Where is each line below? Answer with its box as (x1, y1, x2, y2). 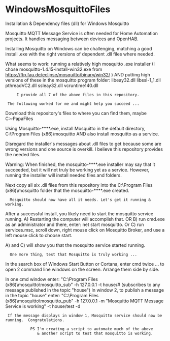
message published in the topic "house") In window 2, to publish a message (5, 287, 164, 293)
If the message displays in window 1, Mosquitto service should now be (7, 313, 162, 318)
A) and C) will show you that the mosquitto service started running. (5, 242, 146, 248)
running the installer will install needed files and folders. (5, 172, 122, 178)
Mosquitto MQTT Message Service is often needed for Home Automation (5, 30, 158, 36)
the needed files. (5, 151, 41, 157)
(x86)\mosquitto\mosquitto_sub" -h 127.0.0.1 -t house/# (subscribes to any (5, 281, 161, 288)
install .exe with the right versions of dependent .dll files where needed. (5, 51, 155, 57)
